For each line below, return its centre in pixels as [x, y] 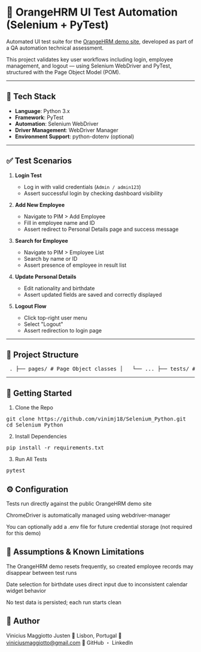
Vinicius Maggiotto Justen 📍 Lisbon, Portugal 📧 [64, 635]
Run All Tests [31, 459]
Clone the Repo [34, 408]
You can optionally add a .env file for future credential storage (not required [99, 527]
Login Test [28, 175]
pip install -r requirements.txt [55, 448]
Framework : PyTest [39, 117]
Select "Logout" [43, 324]
